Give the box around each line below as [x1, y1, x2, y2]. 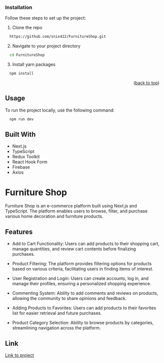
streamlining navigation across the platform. [12, 325, 101, 331]
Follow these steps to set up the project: [5, 15, 86, 21]
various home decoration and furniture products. [5, 213, 104, 219]
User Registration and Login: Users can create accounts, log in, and [12, 275, 149, 281]
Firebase [12, 164, 30, 170]
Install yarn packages [12, 61, 56, 67]
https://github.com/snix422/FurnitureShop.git [9, 34, 106, 39]
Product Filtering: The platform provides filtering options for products [12, 261, 152, 267]
